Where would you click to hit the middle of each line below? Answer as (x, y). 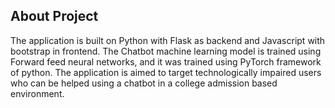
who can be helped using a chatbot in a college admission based (144, 83)
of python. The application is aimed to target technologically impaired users (166, 72)
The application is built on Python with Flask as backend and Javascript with (168, 40)
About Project (54, 16)
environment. (37, 93)
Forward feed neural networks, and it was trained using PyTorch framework (166, 61)
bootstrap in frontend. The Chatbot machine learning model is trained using (166, 51)
